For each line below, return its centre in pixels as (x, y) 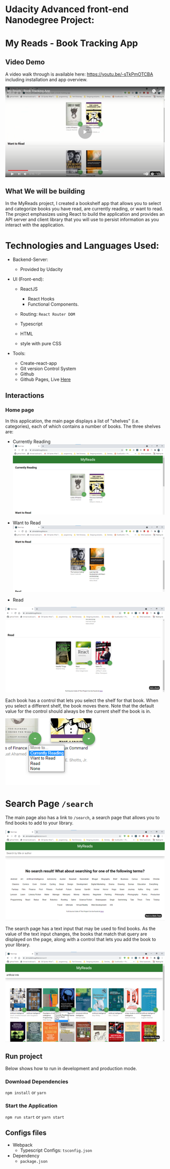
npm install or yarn (26, 1093)
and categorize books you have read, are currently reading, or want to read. (84, 209)
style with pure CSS (41, 344)
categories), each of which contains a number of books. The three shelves (83, 426)
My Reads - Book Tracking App (72, 43)
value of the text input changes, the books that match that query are (76, 934)
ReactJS (29, 289)
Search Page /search (49, 804)
